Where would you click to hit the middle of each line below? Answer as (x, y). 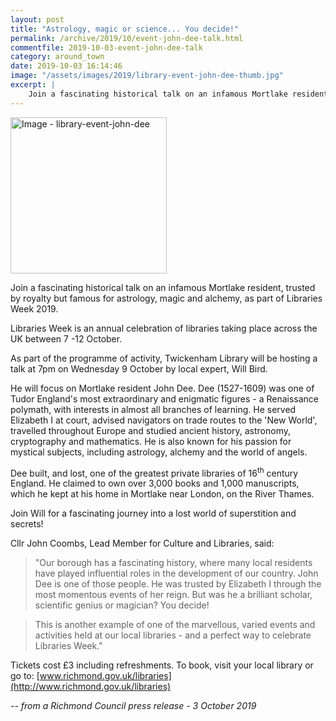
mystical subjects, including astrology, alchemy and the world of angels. (159, 452)
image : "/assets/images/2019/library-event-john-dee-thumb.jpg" (147, 76)
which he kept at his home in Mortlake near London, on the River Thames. (162, 494)
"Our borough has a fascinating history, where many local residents (173, 563)
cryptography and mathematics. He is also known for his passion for (151, 441)
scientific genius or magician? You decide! (122, 605)
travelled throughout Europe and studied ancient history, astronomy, (151, 430)
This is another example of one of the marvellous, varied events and (175, 625)
